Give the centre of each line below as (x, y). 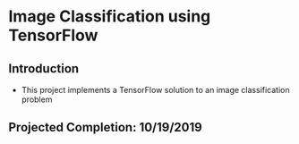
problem (37, 99)
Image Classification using (110, 17)
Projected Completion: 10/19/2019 (105, 127)
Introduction (44, 68)
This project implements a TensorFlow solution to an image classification (155, 90)
